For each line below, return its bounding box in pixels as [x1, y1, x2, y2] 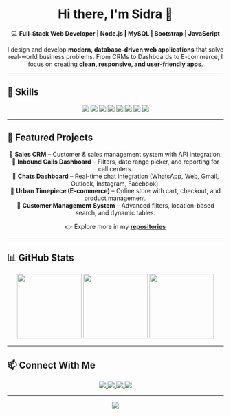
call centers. [98, 164, 133, 173]
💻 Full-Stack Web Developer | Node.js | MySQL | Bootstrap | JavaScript [11, 29, 220, 37]
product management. [84, 194, 147, 202]
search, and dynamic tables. [75, 208, 156, 217]
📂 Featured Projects [7, 132, 93, 144]
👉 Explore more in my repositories [65, 222, 166, 230]
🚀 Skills [7, 86, 39, 98]
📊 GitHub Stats [7, 252, 74, 263]
